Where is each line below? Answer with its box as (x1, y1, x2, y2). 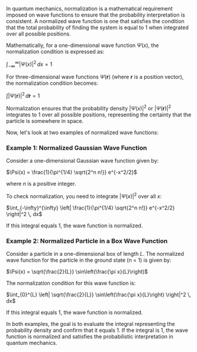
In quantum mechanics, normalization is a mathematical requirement (6, 5, 173, 12)
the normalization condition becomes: (6, 80, 99, 87)
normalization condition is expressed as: (6, 48, 105, 55)
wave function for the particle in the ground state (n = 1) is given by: (6, 256, 172, 264)
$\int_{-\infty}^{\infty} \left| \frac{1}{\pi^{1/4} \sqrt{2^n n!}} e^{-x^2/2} (6, 204, 175, 211)
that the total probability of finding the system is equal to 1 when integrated (6, 24, 189, 31)
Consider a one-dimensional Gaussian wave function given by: (6, 157, 159, 164)
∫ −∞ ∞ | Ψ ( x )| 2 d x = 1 (6, 59, 53, 69)
